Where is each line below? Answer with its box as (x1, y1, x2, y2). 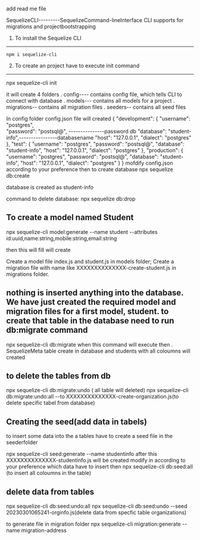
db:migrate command (6, 325, 88, 335)
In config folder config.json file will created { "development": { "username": (6, 115, 190, 122)
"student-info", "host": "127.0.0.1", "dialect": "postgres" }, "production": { (6, 147, 183, 154)
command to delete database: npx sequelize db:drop (6, 195, 136, 202)
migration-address (21, 527, 67, 534)
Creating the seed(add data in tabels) (6, 416, 148, 427)
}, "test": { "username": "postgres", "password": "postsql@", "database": (6, 140, 185, 147)
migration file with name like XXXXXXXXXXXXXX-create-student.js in (6, 264, 177, 271)
